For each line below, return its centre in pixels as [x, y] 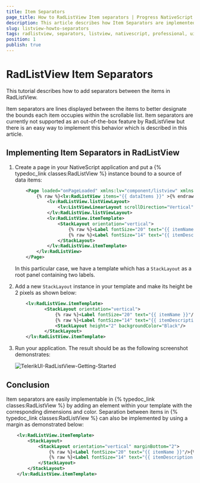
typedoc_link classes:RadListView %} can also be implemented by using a [97, 418]
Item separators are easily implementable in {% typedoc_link [80, 399]
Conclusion [28, 385]
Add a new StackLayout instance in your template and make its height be [104, 286]
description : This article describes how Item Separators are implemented [101, 23]
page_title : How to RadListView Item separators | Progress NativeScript [100, 17]
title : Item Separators [36, 12]
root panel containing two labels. [55, 275]
